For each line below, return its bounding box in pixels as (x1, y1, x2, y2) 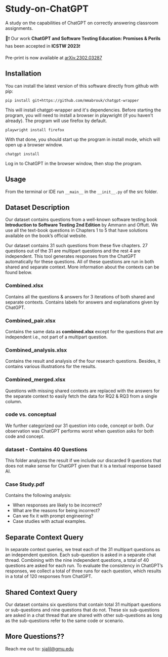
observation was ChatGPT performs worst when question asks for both (5, 428, 154, 434)
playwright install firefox (5, 127, 65, 132)
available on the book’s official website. (5, 233, 88, 239)
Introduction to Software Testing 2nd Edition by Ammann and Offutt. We (5, 222, 158, 228)
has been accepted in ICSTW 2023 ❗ (5, 43, 81, 49)
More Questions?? (5, 632, 65, 641)
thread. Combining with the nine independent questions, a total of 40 (5, 557, 149, 563)
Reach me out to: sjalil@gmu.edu (5, 645, 74, 651)
